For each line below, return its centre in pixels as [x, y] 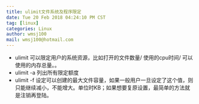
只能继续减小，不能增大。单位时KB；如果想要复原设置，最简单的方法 [100, 87]
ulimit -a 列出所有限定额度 [47, 72]
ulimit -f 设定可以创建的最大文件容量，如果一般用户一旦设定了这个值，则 [104, 80]
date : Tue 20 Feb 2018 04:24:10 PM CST [56, 17]
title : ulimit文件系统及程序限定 [44, 12]
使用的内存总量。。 [37, 65]
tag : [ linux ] [22, 23]
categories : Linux [29, 29]
